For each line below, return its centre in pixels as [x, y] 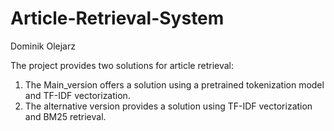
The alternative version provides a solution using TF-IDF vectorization [168, 106]
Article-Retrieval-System [117, 18]
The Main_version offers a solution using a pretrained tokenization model [174, 84]
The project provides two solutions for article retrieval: [122, 65]
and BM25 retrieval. [65, 116]
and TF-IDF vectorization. [77, 95]
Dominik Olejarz [43, 46]
